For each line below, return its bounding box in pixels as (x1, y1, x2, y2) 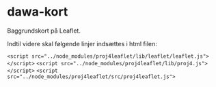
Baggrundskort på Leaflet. (7, 27, 81, 35)
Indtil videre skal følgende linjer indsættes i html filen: (7, 39, 157, 48)
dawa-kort (7, 4, 68, 20)
